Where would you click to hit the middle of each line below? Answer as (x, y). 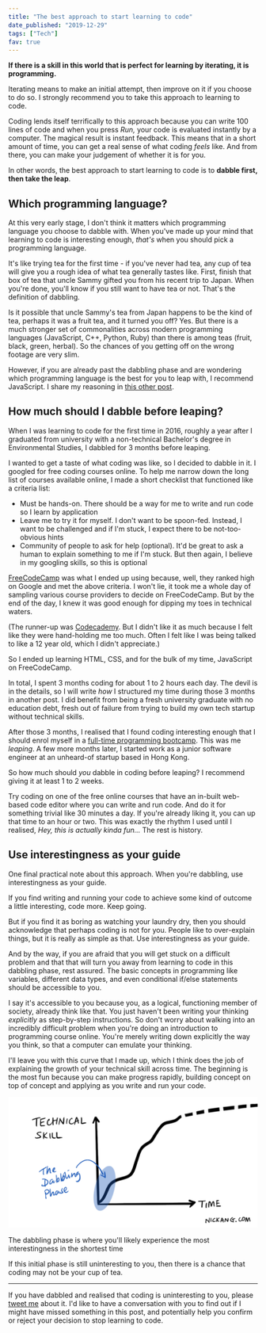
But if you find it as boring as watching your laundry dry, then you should (127, 921)
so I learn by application (59, 512)
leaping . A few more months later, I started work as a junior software (120, 748)
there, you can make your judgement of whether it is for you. (107, 155)
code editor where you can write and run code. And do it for (128, 804)
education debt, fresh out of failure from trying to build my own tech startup (132, 708)
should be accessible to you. (55, 987)
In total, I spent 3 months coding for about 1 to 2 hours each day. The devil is (133, 682)
